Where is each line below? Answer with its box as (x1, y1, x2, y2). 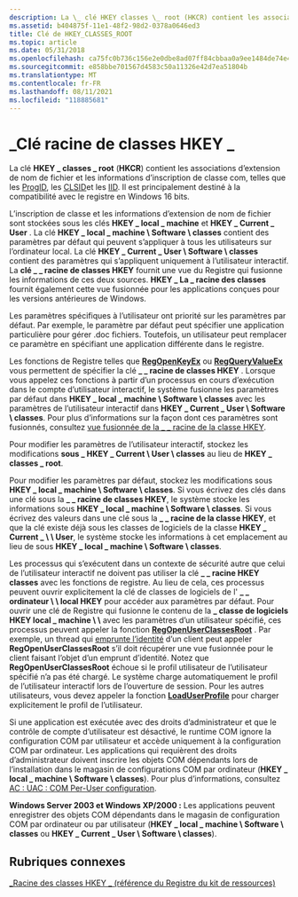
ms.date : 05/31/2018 (9, 46, 86, 55)
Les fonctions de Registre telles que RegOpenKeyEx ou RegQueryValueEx (9, 356, 284, 366)
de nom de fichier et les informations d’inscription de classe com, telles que (9, 172, 286, 183)
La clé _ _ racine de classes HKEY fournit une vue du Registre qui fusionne (9, 265, 283, 276)
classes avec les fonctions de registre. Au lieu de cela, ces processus (9, 578, 264, 588)
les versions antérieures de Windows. (9, 294, 146, 304)
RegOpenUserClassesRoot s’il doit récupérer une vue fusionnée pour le (9, 643, 273, 654)
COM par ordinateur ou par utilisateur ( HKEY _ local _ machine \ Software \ (9, 819, 284, 830)
